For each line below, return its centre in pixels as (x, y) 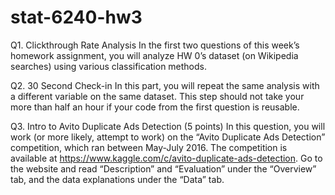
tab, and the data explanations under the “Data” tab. (117, 179)
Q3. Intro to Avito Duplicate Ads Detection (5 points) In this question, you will (168, 126)
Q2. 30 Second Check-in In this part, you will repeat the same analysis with (165, 85)
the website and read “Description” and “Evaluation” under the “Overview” (163, 168)
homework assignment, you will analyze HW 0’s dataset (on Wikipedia (154, 55)
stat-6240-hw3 (76, 17)
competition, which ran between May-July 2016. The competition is (149, 147)
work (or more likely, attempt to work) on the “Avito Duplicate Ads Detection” (168, 137)
